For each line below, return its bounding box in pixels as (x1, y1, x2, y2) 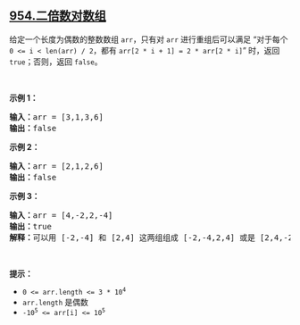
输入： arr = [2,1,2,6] (9, 161, 104, 171)
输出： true (9, 221, 52, 231)
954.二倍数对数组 (9, 8, 107, 24)
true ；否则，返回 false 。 (9, 56, 103, 67)
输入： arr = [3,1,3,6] (9, 112, 104, 122)
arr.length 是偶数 (21, 296, 89, 307)
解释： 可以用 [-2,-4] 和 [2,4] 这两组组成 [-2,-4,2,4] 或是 (9, 232, 256, 243)
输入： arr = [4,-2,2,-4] (9, 210, 113, 221)
